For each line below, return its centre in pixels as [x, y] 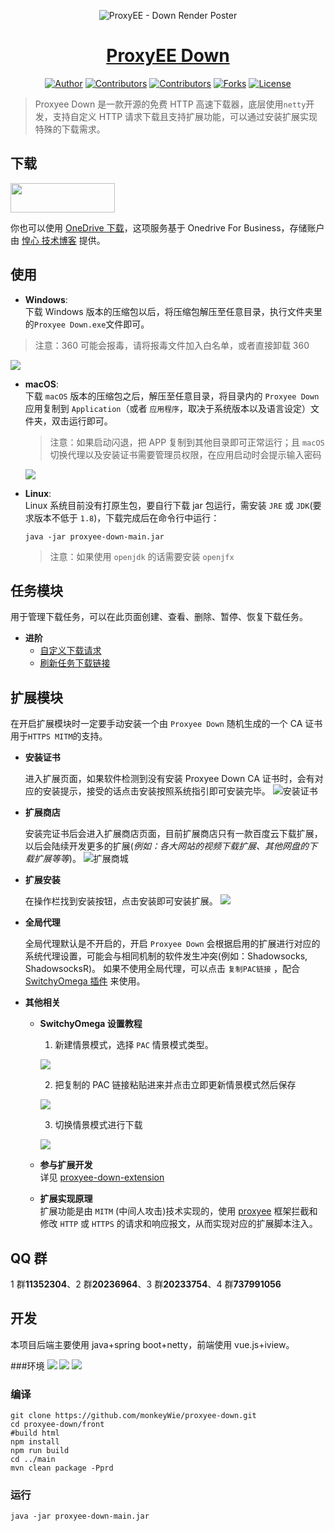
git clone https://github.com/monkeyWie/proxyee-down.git [133, 1416]
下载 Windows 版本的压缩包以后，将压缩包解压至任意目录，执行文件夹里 [173, 311]
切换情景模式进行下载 [98, 1125]
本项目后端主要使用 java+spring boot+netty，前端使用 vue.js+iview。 [152, 1344]
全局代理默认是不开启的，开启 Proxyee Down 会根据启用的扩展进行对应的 [172, 944]
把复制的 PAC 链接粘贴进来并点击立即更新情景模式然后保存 [175, 1085]
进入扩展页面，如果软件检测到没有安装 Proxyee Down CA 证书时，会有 [169, 779]
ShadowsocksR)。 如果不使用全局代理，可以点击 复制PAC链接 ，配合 [162, 969]
